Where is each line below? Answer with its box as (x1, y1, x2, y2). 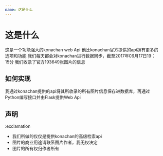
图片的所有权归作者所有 (12, 146, 59, 152)
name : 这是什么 (5, 7, 33, 12)
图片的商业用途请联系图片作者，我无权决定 (12, 139, 98, 145)
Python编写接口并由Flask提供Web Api (5, 95, 81, 100)
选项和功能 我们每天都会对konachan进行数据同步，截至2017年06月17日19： (5, 53, 156, 58)
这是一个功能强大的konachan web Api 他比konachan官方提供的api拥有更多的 (5, 47, 159, 53)
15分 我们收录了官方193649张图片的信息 (5, 59, 86, 65)
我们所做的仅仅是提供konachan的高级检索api (12, 134, 102, 139)
